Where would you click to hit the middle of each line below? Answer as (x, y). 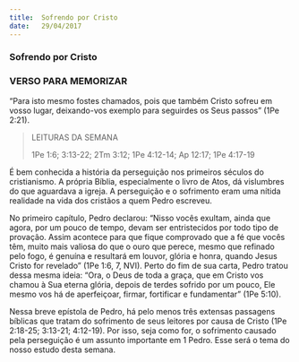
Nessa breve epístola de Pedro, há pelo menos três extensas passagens (142, 311)
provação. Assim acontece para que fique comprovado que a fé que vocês (147, 237)
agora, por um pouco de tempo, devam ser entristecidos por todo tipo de (144, 227)
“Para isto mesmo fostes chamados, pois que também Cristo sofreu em (141, 100)
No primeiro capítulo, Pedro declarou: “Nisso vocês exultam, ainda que (140, 218)
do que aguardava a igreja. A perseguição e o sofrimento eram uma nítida (145, 191)
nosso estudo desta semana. (63, 349)
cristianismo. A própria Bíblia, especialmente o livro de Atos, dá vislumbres (147, 181)
